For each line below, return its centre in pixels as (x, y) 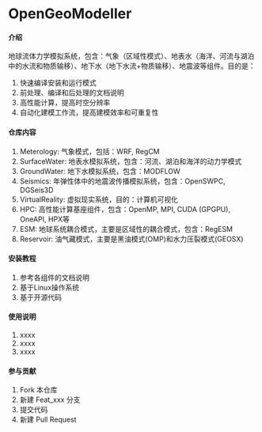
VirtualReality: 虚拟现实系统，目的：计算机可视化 (99, 199)
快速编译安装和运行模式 (58, 83)
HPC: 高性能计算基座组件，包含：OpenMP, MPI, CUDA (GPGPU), (125, 209)
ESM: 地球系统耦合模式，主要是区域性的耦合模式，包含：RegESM (126, 229)
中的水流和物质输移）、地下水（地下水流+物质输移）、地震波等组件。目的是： (132, 66)
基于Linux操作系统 (49, 287)
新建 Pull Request (48, 419)
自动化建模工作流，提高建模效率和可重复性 (89, 112)
